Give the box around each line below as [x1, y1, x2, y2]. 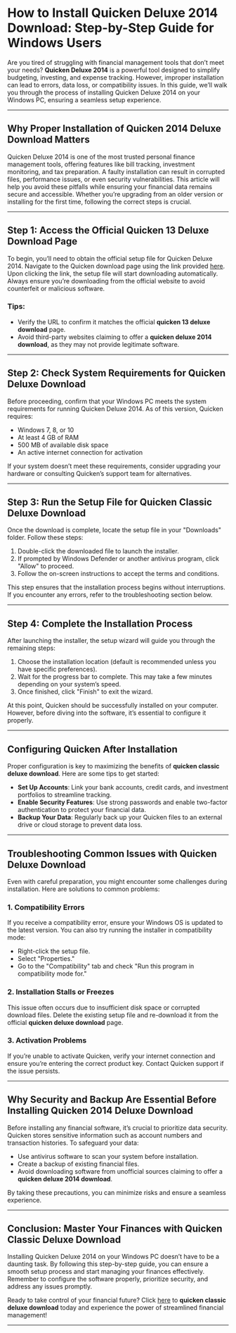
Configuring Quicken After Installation [7, 743, 178, 755]
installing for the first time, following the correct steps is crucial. [7, 197, 192, 206]
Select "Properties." [17, 954, 75, 963]
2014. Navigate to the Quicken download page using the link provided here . [7, 262, 225, 270]
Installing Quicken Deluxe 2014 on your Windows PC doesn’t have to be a [7, 1253, 220, 1261]
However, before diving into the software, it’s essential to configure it [7, 708, 206, 717]
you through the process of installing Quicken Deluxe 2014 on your [7, 88, 201, 97]
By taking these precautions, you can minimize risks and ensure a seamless [7, 1188, 226, 1196]
